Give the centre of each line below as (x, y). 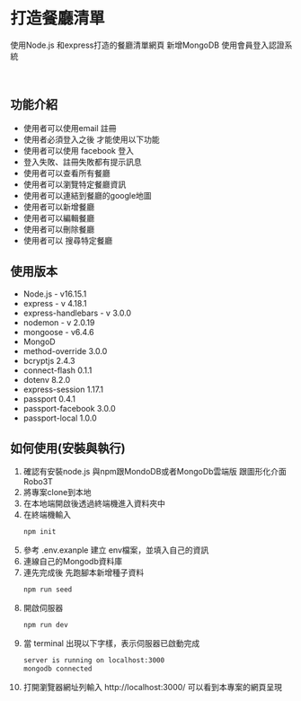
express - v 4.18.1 (55, 303)
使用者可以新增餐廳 (59, 207)
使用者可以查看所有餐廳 (66, 173)
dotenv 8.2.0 (47, 379)
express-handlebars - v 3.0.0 (77, 313)
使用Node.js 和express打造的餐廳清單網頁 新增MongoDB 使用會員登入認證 (147, 45)
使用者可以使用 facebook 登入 (78, 150)
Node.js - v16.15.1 (55, 294)
